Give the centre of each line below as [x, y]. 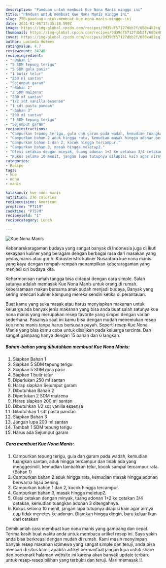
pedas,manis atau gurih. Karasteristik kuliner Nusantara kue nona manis [79, 259]
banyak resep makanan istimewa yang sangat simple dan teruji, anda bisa [80, 544]
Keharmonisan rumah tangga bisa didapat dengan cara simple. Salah [75, 279]
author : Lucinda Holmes [30, 42]
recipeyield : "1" [23, 216]
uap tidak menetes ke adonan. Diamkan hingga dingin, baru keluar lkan [85, 514]
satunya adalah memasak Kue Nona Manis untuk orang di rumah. [72, 284]
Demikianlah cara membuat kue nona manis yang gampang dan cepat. [77, 529]
